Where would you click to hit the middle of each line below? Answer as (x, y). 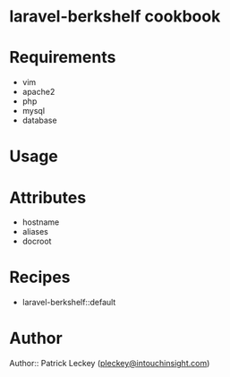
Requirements (63, 58)
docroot (37, 241)
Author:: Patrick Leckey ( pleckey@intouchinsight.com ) (110, 364)
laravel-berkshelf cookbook (115, 17)
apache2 (38, 92)
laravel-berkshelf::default (69, 303)
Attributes (48, 197)
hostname (41, 222)
